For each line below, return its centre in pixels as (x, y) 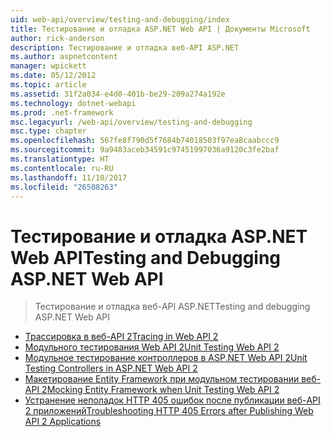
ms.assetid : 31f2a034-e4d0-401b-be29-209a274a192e (118, 94)
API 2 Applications (63, 422)
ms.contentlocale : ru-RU (62, 168)
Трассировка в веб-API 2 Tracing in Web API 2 (121, 337)
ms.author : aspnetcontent (64, 57)
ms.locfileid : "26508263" (64, 187)
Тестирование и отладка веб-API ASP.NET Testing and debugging (172, 307)
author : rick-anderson (57, 38)
